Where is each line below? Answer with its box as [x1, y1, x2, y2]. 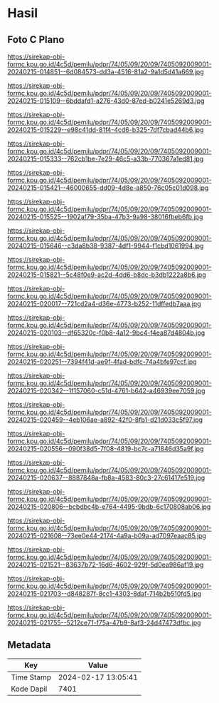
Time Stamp [11, 672, 52, 682]
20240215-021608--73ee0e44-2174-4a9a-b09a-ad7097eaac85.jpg [7, 532, 206, 540]
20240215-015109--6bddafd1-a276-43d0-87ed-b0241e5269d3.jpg [7, 96, 205, 105]
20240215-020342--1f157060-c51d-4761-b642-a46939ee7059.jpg [7, 387, 205, 395]
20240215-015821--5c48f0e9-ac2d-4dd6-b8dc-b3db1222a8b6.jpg [7, 270, 206, 279]
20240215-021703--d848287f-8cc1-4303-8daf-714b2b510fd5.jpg [7, 590, 201, 597]
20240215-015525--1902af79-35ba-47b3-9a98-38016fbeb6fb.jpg [7, 213, 203, 221]
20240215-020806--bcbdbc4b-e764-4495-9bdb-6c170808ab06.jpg [7, 502, 211, 511]
